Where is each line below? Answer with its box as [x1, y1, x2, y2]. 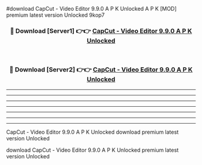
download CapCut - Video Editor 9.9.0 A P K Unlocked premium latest [6, 146, 179, 154]
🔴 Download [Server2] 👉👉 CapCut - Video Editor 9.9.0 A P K [9, 65, 193, 74]
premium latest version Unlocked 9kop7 [6, 11, 105, 19]
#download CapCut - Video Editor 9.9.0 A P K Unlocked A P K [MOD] [6, 5, 177, 12]
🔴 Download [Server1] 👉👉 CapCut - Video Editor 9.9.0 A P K [10, 26, 192, 35]
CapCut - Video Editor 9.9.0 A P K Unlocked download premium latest [6, 128, 179, 136]
